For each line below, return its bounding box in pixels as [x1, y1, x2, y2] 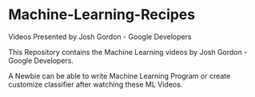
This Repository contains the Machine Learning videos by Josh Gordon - [8, 47, 248, 56]
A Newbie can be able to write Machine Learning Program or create [8, 71, 231, 80]
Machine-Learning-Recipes [8, 6, 196, 24]
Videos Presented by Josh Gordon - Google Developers [8, 32, 192, 41]
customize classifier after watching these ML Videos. [8, 80, 183, 89]
